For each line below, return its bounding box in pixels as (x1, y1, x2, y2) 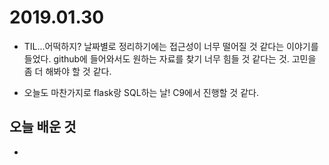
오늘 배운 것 (9, 119, 77, 136)
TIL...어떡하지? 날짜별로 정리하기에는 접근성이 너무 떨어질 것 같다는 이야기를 (23, 40, 319, 52)
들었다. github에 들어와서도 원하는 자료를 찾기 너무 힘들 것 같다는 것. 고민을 (23, 52, 317, 65)
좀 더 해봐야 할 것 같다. (23, 65, 112, 77)
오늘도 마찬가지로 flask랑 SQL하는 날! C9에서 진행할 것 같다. (23, 86, 259, 98)
